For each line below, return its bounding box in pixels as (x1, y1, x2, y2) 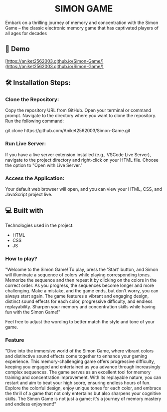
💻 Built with (5, 206, 44, 215)
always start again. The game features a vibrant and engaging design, (5, 293, 149, 299)
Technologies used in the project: (5, 222, 74, 228)
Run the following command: (5, 118, 64, 124)
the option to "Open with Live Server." (5, 162, 83, 168)
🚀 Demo (5, 45, 30, 53)
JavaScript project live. (5, 191, 52, 198)
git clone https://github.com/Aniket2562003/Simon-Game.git (5, 128, 131, 134)
